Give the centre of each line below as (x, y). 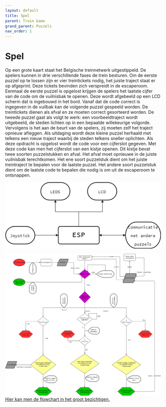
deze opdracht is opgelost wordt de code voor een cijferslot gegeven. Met (81, 144)
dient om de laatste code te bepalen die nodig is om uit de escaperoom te (80, 170)
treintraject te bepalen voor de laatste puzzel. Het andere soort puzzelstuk (81, 165)
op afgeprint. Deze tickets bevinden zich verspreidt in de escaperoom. (77, 86)
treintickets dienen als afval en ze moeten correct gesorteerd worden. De (80, 112)
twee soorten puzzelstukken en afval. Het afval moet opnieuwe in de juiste (81, 154)
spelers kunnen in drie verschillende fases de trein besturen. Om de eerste (81, 75)
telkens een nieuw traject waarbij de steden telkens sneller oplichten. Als (79, 138)
